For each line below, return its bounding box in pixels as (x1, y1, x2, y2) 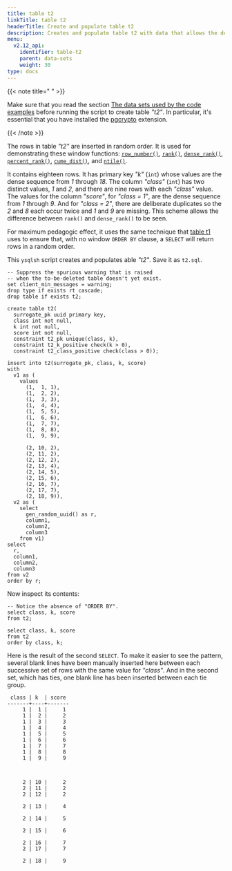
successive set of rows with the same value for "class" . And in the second (7, 666, 219, 674)
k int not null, (13, 323, 60, 330)
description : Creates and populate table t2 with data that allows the (7, 29, 217, 37)
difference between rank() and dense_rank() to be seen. (7, 214, 168, 222)
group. (7, 680, 26, 689)
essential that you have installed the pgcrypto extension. (7, 115, 168, 123)
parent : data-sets (19, 55, 72, 62)
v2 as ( (13, 498, 36, 505)
